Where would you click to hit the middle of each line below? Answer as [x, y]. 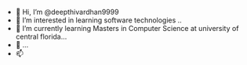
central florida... [41, 36]
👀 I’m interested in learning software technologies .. [98, 20]
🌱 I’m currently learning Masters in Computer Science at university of [127, 28]
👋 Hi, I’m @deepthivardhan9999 [67, 12]
